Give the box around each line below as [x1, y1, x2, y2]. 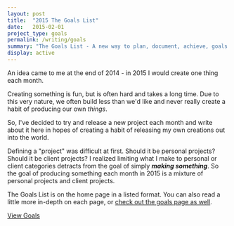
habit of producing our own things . [7, 105, 108, 113]
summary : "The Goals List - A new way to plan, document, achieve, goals [7, 43, 228, 50]
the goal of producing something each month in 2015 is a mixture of [7, 169, 204, 178]
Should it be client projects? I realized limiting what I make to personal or [7, 154, 217, 162]
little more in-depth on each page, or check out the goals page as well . [7, 197, 212, 206]
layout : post [7, 10, 46, 18]
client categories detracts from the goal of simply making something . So [7, 161, 219, 170]
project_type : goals [7, 29, 68, 37]
